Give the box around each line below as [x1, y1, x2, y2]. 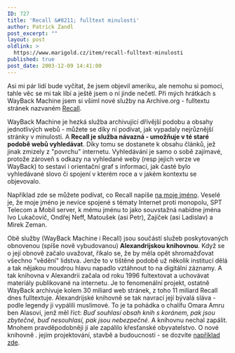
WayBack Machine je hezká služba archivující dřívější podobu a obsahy [7, 117, 213, 126]
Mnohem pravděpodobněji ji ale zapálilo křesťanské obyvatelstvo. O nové [7, 323, 219, 331]
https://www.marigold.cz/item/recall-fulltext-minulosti [13, 50, 184, 57]
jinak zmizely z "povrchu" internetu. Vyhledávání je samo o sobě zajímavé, [7, 147, 222, 155]
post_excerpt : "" [7, 29, 58, 37]
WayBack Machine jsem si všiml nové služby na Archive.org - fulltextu [7, 96, 210, 105]
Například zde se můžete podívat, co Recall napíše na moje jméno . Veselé [7, 191, 221, 199]
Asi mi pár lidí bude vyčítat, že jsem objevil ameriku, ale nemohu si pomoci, [7, 81, 224, 90]
